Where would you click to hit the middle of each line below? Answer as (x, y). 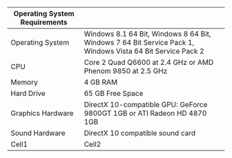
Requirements (44, 22)
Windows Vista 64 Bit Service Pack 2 (144, 51)
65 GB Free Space (114, 93)
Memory (24, 82)
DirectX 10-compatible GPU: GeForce (146, 105)
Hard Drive (28, 93)
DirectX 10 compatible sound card (140, 133)
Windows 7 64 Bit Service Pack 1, (139, 42)
